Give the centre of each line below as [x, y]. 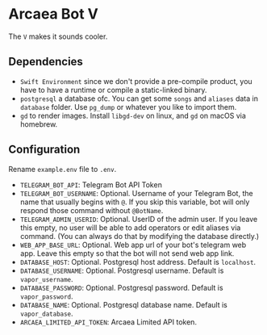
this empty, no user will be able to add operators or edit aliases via [130, 228]
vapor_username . [47, 278]
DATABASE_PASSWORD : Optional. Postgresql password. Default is [121, 287]
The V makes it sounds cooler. [58, 36]
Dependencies [46, 62]
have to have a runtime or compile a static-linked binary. [113, 90]
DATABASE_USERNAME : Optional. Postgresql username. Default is [122, 270]
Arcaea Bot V [53, 14]
